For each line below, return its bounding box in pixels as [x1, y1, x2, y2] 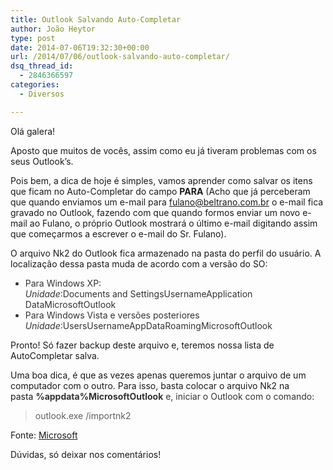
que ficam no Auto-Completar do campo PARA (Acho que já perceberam [10, 185, 311, 197]
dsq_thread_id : [10, 61, 74, 71]
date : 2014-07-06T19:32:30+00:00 [10, 42, 150, 53]
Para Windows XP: [24, 277, 102, 289]
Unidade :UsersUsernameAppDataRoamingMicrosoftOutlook [24, 319, 273, 331]
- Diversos [19, 89, 65, 99]
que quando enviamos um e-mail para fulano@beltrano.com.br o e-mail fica [10, 196, 324, 208]
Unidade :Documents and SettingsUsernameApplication [24, 287, 253, 300]
